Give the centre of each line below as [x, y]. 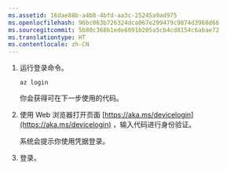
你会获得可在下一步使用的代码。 [71, 98]
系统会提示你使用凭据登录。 [64, 141]
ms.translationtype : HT [47, 37]
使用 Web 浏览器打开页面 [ [62, 115]
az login [34, 83]
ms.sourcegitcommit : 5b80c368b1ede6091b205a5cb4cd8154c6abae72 [114, 30]
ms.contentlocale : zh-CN [49, 45]
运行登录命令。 [44, 68]
